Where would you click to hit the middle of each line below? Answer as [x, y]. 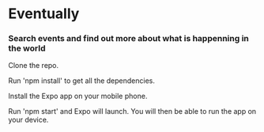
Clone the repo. [34, 66]
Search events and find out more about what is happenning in [128, 39]
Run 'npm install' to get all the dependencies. [82, 81]
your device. [28, 120]
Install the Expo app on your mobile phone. [78, 96]
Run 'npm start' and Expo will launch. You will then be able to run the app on [132, 111]
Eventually [44, 14]
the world [27, 48]
